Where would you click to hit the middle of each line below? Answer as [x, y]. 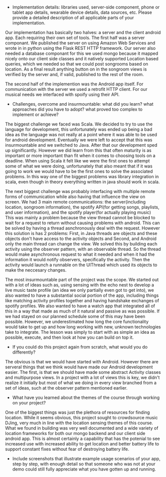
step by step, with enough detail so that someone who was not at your [84, 464]
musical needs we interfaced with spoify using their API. [62, 94]
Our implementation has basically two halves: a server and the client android [83, 32]
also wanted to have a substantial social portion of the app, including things [82, 295]
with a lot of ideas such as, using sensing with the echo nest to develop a [80, 285]
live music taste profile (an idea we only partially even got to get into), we [80, 290]
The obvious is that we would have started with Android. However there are [82, 362]
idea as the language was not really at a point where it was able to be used [81, 135]
